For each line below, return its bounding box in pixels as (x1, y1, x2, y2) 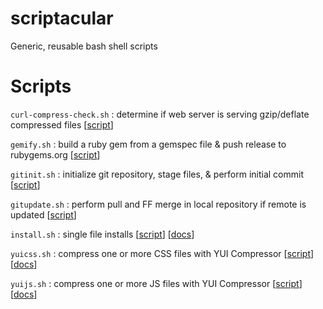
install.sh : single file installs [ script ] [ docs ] (10, 228, 195, 240)
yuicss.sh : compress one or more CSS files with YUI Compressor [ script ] (10, 247, 315, 259)
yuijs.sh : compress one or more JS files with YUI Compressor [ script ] (10, 277, 303, 289)
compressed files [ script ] (10, 118, 114, 131)
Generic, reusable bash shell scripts (10, 40, 158, 52)
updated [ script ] (10, 208, 77, 221)
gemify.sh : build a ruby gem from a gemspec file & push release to (10, 138, 287, 150)
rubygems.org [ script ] (10, 148, 101, 161)
